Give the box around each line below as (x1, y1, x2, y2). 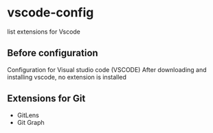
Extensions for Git (7, 93, 86, 104)
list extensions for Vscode (7, 27, 81, 36)
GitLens (16, 111, 39, 119)
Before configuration (7, 47, 98, 59)
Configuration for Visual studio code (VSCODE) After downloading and (7, 65, 208, 73)
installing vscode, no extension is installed (7, 73, 127, 81)
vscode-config (7, 5, 94, 21)
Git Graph (16, 118, 45, 126)
